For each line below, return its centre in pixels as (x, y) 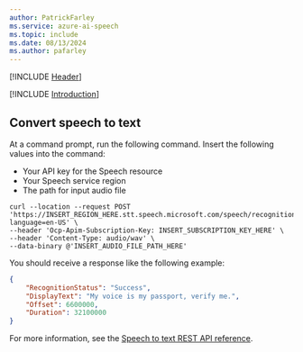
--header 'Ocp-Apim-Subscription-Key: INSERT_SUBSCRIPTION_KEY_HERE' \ (147, 230)
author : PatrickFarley (52, 18)
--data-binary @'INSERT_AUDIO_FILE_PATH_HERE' (98, 246)
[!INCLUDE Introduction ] (55, 95)
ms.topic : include (44, 34)
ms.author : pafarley (48, 51)
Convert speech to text (75, 122)
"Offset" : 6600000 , (62, 304)
